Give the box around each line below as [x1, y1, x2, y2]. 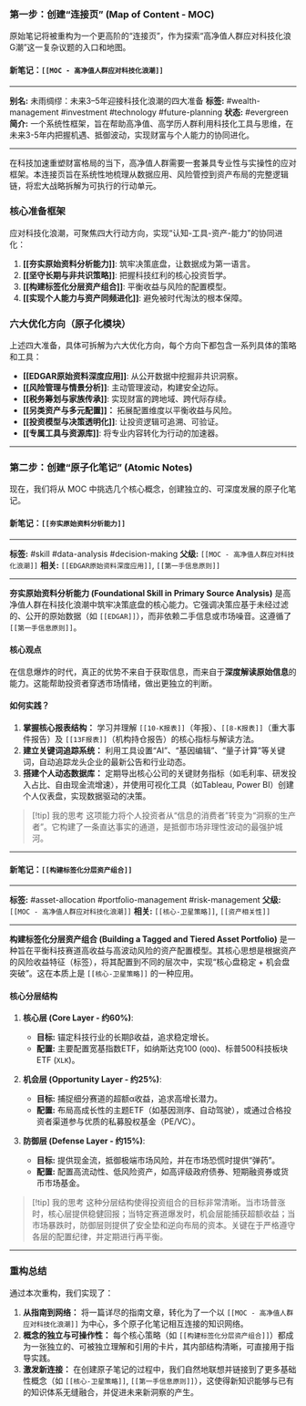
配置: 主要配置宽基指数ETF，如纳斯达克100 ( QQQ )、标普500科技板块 [36, 1043, 289, 1054]
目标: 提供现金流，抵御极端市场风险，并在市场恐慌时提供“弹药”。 [36, 1155, 280, 1166]
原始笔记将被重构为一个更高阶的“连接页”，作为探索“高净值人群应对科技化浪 [9, 30, 291, 42]
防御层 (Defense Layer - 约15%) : [22, 1135, 146, 1146]
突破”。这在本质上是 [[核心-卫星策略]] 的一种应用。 [9, 968, 199, 979]
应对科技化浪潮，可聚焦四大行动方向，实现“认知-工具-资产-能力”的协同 [9, 227, 275, 238]
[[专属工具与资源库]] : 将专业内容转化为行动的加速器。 [22, 428, 223, 439]
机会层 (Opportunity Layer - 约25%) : [22, 1074, 162, 1085]
